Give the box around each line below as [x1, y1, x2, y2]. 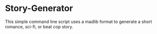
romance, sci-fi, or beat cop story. [5, 23, 74, 29]
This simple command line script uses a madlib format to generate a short [5, 19, 152, 24]
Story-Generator [5, 3, 73, 14]
